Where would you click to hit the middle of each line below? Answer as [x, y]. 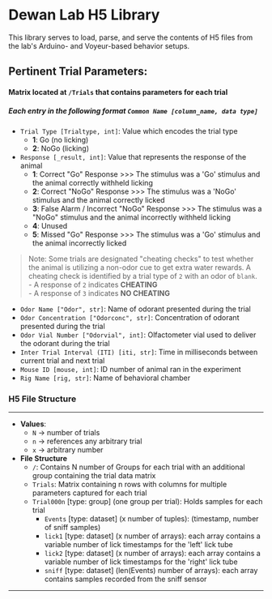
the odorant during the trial [65, 343]
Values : [33, 424]
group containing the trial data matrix [94, 476]
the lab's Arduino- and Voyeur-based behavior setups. [99, 45]
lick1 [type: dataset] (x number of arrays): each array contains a [152, 536]
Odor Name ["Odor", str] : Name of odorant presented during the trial [135, 309]
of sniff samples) [72, 528]
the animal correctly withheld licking [93, 182]
